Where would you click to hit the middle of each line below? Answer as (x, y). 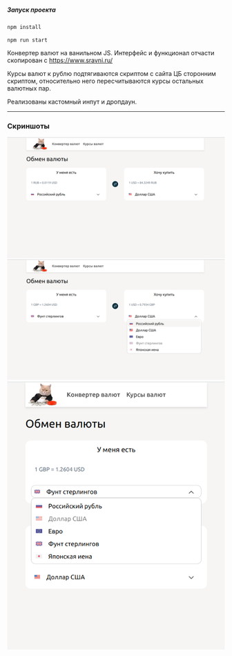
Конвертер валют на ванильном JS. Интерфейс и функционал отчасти (111, 52)
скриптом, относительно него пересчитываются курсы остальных (105, 81)
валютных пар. (29, 88)
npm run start (28, 40)
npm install (24, 27)
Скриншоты (29, 126)
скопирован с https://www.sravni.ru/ (60, 60)
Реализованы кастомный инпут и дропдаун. (72, 102)
